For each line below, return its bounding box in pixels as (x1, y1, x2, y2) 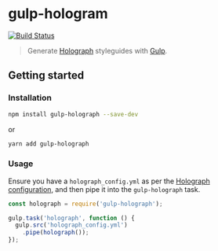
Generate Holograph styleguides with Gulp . (27, 46, 168, 55)
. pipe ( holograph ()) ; (22, 229, 89, 237)
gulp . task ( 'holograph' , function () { (8, 214, 135, 222)
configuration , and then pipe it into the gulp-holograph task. (8, 184, 201, 194)
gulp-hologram (8, 5, 108, 23)
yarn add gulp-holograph (8, 139, 89, 148)
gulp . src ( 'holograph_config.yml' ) (15, 221, 128, 229)
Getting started (8, 68, 85, 83)
